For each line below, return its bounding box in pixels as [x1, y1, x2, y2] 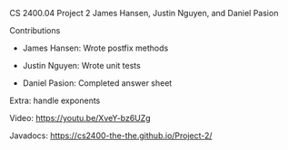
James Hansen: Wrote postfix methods [22, 42, 169, 53]
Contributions [9, 25, 61, 35]
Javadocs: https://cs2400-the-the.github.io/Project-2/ [9, 130, 213, 141]
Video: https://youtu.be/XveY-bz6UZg [9, 113, 152, 123]
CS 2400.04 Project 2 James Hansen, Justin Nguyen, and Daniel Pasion [9, 8, 279, 18]
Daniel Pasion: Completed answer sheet [22, 78, 173, 89]
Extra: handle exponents [9, 95, 101, 106]
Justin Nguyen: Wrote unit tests [22, 61, 141, 70]
